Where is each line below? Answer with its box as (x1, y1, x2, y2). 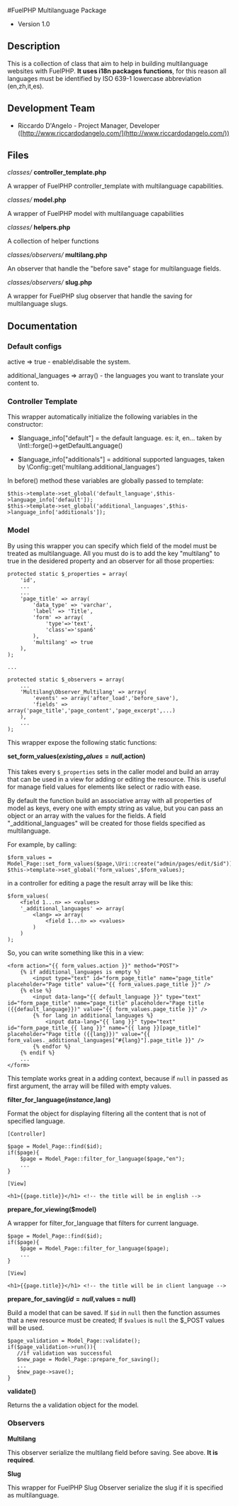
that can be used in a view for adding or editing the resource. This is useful (7, 775, 227, 783)
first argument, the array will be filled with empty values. (7, 1081, 172, 1090)
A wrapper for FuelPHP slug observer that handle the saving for (7, 292, 193, 300)
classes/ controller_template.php (7, 168, 107, 177)
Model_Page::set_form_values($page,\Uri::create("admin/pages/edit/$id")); (7, 860, 236, 867)
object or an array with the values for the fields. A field (7, 811, 166, 819)
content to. (7, 379, 39, 388)
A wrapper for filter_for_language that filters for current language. (7, 1218, 199, 1227)
